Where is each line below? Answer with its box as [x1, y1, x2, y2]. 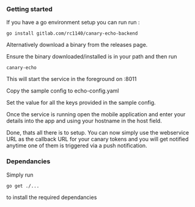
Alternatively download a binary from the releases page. [6, 41, 148, 49]
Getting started [6, 5, 53, 13]
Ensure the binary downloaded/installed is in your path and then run [6, 53, 177, 60]
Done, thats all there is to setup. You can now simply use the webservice [6, 129, 189, 136]
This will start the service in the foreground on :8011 [6, 75, 137, 83]
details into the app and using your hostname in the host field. [6, 118, 162, 125]
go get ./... [6, 183, 40, 189]
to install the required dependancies [6, 194, 97, 201]
